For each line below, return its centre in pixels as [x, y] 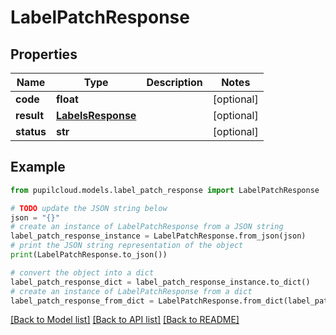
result [30, 115]
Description [174, 82]
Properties [44, 54]
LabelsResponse [96, 115]
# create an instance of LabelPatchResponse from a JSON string [147, 227]
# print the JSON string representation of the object [127, 246]
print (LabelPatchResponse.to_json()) [89, 255]
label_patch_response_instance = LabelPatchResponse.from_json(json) [158, 236]
